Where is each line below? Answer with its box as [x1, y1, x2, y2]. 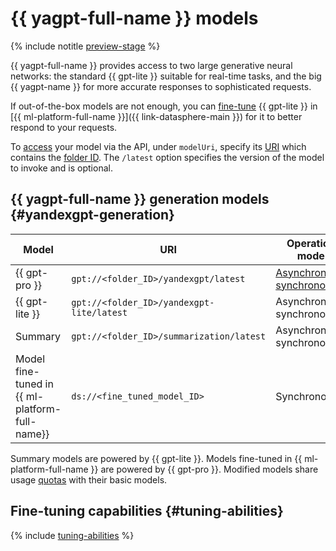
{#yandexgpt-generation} [10, 207, 175, 224]
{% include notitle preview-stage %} [10, 40, 161, 52]
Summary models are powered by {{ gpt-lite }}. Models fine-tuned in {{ [10, 452, 303, 464]
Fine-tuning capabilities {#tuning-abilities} [10, 503, 284, 520]
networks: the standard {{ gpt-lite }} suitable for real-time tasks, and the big [10, 70, 322, 82]
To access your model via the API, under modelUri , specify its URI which [10, 140, 307, 152]
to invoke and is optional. [10, 162, 113, 174]
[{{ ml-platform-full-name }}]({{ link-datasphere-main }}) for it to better [10, 110, 303, 122]
